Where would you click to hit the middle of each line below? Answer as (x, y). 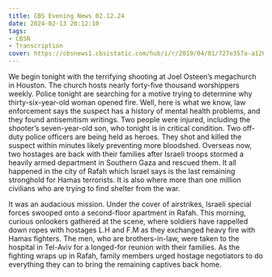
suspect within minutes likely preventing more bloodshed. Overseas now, (130, 145)
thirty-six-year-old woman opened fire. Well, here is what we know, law (127, 102)
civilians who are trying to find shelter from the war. (94, 188)
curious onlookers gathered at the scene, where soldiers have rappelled (128, 221)
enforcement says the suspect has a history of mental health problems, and (134, 111)
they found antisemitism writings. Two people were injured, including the (130, 119)
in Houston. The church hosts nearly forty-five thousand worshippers (124, 85)
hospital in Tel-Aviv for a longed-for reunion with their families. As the (124, 247)
